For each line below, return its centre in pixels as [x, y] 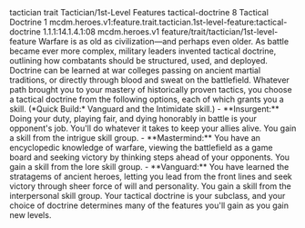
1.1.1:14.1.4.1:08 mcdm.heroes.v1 [101, 32]
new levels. [30, 215]
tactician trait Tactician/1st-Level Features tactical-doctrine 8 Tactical [139, 12]
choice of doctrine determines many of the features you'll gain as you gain [149, 205]
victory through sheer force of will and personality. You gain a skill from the [150, 186]
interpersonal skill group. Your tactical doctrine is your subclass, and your [147, 196]
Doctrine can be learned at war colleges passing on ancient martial [135, 70]
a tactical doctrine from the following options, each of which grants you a [147, 99]
